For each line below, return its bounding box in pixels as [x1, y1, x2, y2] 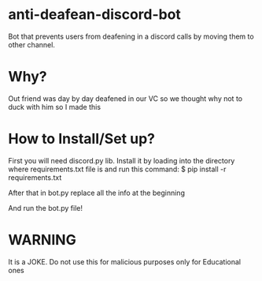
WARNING [8, 231, 76, 249]
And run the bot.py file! [8, 203, 83, 212]
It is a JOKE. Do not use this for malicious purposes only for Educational [8, 257, 242, 266]
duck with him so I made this [8, 102, 101, 111]
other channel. [8, 39, 55, 49]
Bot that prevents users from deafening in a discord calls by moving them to [8, 32, 254, 41]
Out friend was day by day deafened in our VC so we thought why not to [8, 93, 242, 103]
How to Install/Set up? [8, 130, 156, 148]
